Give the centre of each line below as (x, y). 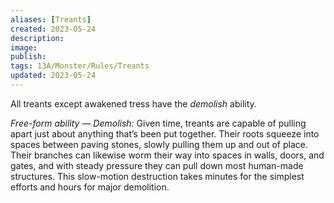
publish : (28, 57)
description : (37, 38)
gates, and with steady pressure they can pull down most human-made (157, 165)
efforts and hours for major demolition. (90, 187)
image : (24, 47)
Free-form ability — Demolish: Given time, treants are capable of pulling (158, 123)
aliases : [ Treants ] (51, 19)
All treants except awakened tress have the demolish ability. (133, 103)
